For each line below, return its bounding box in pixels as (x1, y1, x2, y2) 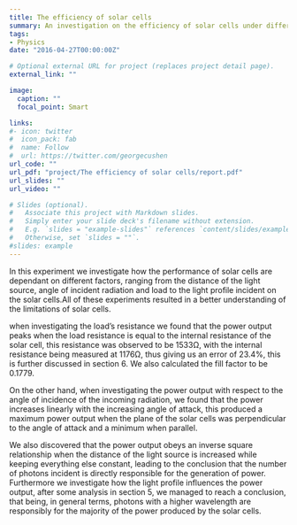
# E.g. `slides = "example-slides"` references (9, 225, 196, 235)
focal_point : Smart (17, 103, 89, 112)
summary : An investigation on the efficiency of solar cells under (9, 21, 263, 30)
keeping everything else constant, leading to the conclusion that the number (9, 458, 287, 469)
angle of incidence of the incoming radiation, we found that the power (9, 394, 263, 405)
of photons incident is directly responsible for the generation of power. (9, 467, 267, 478)
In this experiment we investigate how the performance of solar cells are (9, 266, 272, 276)
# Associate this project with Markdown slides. (9, 209, 200, 218)
